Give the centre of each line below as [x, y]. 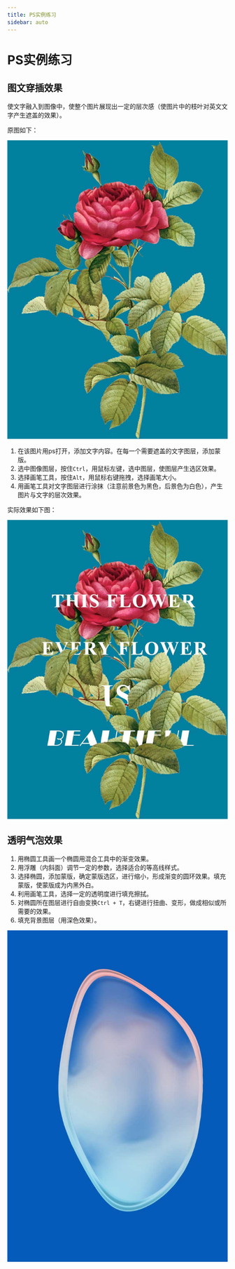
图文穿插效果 [35, 88]
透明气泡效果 [35, 841]
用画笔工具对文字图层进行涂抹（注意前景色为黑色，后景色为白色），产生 [120, 486]
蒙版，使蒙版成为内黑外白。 [57, 885]
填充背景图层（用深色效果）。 [59, 920]
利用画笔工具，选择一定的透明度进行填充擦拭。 [85, 894]
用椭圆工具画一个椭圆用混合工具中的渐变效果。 [85, 859]
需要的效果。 [36, 911]
